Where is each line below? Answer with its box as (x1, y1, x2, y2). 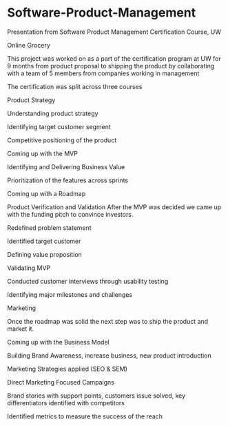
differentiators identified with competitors (7, 398, 125, 407)
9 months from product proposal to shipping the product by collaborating (7, 61, 215, 70)
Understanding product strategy (7, 109, 99, 117)
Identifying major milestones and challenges (7, 290, 133, 298)
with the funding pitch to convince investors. (7, 210, 134, 218)
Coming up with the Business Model (7, 338, 110, 346)
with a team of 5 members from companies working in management (7, 69, 200, 77)
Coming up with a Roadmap (7, 189, 86, 197)
